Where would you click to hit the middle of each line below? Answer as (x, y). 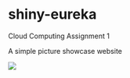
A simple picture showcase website (65, 51)
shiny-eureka (52, 14)
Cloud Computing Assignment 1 (59, 36)
